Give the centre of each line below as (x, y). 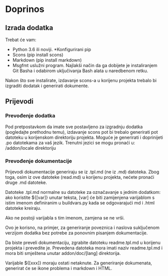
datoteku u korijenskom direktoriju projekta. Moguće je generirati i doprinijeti (84, 137)
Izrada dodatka (29, 28)
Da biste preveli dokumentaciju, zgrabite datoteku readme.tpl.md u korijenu (83, 242)
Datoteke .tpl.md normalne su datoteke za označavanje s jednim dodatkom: (83, 192)
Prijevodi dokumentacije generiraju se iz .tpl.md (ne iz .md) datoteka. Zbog (82, 172)
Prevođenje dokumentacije (39, 161)
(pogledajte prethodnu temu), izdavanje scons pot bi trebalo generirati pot (81, 132)
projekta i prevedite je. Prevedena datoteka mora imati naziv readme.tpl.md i (84, 248)
